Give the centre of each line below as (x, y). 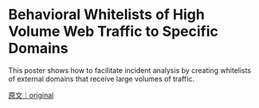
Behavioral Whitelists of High (106, 15)
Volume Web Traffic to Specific (114, 31)
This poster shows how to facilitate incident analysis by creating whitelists (130, 70)
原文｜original (31, 95)
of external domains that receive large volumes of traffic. (102, 79)
